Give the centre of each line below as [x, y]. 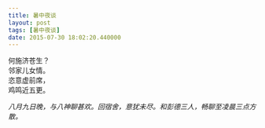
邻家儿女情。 [29, 71]
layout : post [29, 23]
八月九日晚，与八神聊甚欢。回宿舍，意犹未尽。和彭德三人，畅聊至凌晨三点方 [132, 107]
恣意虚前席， [29, 80]
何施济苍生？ [29, 60]
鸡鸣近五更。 [29, 90]
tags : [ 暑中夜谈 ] [34, 30]
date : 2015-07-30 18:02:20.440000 [65, 37]
